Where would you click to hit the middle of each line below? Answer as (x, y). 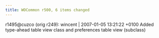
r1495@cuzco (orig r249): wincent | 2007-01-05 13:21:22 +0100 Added (80, 24)
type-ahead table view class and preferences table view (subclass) (75, 30)
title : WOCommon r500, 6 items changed (47, 10)
